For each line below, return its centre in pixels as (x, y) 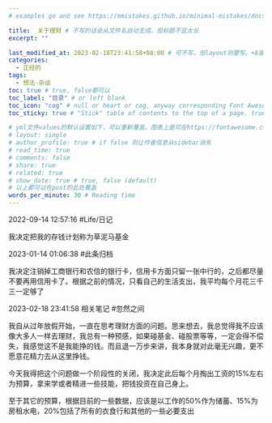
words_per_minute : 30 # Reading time (72, 195)
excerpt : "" (28, 38)
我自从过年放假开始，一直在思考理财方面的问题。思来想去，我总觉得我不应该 (136, 326)
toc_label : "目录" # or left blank (67, 98)
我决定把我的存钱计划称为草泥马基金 (69, 237)
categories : (28, 60)
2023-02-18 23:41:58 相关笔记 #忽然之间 (76, 308)
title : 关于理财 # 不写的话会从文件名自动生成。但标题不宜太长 (104, 30)
